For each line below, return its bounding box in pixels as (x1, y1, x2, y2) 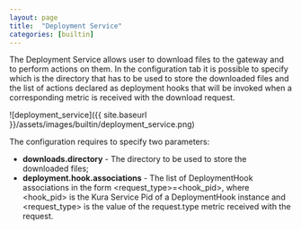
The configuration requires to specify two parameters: (9, 136, 210, 148)
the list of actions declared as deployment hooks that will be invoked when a (9, 82, 292, 94)
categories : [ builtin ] (9, 30, 94, 38)
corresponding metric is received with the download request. (9, 92, 235, 103)
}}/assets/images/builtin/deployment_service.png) (9, 119, 195, 130)
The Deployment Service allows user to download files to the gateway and (9, 55, 285, 65)
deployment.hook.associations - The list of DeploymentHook (22, 173, 253, 183)
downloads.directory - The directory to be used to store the (22, 154, 247, 165)
